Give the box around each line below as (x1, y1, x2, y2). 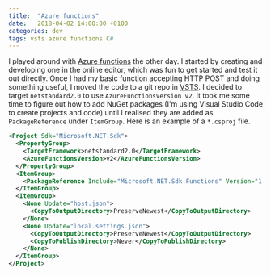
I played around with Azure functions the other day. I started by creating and (8, 56, 263, 66)
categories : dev (8, 27, 63, 35)
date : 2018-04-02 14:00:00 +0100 (8, 19, 129, 27)
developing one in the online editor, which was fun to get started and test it (8, 65, 258, 75)
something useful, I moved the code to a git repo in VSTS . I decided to (8, 82, 243, 92)
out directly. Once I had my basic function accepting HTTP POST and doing (8, 73, 260, 83)
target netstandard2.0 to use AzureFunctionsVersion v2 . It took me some (8, 90, 251, 101)
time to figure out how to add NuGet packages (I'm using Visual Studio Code (8, 99, 264, 109)
